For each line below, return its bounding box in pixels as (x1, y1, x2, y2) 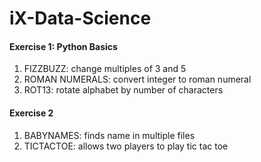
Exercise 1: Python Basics (9, 40, 118, 52)
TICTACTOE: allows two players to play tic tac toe (23, 140, 229, 152)
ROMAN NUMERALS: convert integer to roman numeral (23, 73, 252, 86)
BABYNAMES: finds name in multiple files (23, 129, 196, 141)
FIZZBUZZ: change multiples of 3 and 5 (23, 63, 187, 75)
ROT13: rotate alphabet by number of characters (23, 84, 224, 96)
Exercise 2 (9, 107, 54, 119)
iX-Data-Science (9, 7, 152, 30)
